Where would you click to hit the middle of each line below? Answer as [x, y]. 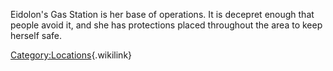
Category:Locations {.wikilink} [71, 55]
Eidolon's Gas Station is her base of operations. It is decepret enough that [162, 14]
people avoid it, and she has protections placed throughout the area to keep [166, 25]
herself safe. [36, 35]
